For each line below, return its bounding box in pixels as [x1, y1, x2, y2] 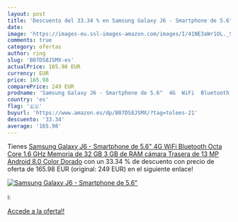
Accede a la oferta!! [7, 206, 65, 215]
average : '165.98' [7, 122, 62, 130]
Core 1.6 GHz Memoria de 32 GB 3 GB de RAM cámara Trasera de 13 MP [7, 150, 220, 158]
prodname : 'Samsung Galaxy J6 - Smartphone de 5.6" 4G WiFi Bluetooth [7, 89, 230, 96]
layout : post [7, 10, 46, 18]
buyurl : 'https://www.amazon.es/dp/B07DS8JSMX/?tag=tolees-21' [7, 109, 198, 116]
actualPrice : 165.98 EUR [7, 63, 81, 70]
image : [7, 30, 27, 38]
